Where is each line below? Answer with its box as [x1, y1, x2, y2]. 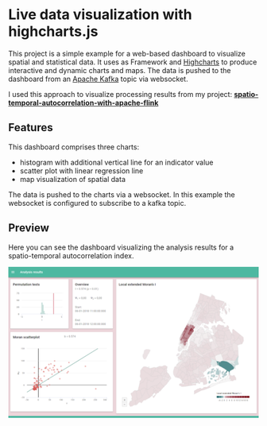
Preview [8, 221, 50, 235]
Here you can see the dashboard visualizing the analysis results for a [8, 242, 234, 252]
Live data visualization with [8, 6, 192, 24]
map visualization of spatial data [19, 174, 126, 184]
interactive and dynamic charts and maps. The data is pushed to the [8, 65, 232, 75]
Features [8, 121, 53, 134]
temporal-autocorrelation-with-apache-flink [8, 98, 159, 107]
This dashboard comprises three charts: [8, 141, 140, 152]
